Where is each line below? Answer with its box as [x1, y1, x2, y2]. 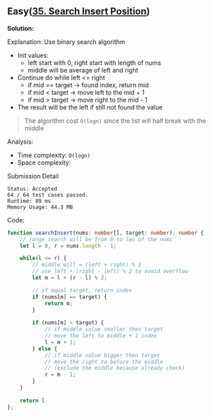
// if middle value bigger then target [44, 351, 160, 358]
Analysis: [7, 137, 33, 146]
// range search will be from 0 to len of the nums [19, 236, 173, 243]
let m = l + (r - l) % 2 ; [32, 275, 108, 282]
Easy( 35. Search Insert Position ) [7, 6, 150, 17]
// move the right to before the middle [44, 358, 164, 365]
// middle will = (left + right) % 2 [32, 261, 141, 268]
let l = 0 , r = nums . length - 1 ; [19, 242, 117, 250]
